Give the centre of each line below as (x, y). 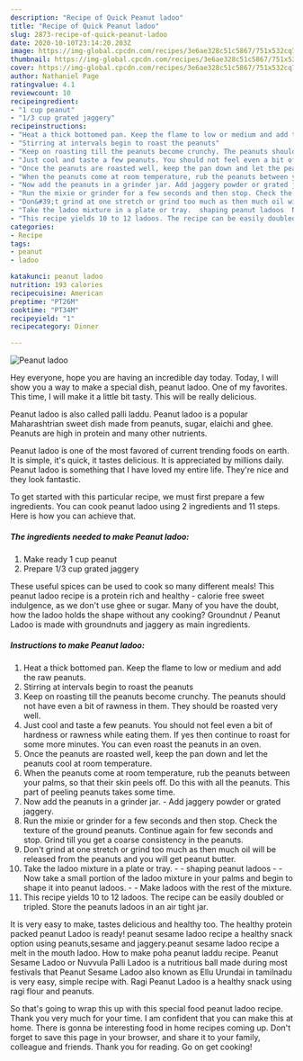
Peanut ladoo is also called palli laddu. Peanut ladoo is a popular (129, 414)
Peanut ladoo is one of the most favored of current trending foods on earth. (150, 451)
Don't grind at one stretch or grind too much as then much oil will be (150, 850)
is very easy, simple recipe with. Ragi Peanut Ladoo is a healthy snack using (151, 982)
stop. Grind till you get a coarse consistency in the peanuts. (133, 840)
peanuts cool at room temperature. (88, 764)
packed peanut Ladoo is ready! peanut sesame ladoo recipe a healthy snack (151, 934)
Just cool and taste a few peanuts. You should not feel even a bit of (148, 725)
